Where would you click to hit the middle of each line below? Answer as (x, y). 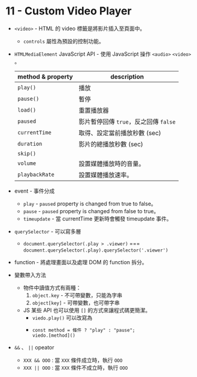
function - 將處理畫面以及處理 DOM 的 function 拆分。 (81, 262)
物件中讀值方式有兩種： (52, 288)
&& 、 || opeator (34, 347)
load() (27, 110)
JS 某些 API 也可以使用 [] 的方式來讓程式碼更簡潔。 (87, 310)
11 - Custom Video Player (69, 11)
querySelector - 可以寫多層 (48, 231)
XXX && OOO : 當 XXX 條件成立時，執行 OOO (73, 360)
